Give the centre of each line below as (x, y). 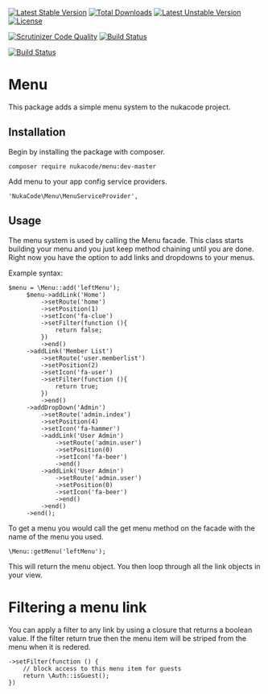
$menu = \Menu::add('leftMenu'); (64, 287)
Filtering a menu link (78, 607)
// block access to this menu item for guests (102, 668)
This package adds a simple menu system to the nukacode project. (120, 107)
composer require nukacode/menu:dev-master (82, 166)
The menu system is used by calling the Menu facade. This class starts (126, 240)
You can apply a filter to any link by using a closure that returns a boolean (130, 630)
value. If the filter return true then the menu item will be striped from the (128, 638)
